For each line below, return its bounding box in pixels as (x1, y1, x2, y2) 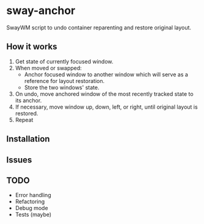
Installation (6, 134, 50, 144)
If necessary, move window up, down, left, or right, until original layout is (15, 103, 198, 110)
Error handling (15, 192, 51, 199)
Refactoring (15, 198, 45, 205)
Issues (6, 154, 32, 165)
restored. (15, 109, 38, 117)
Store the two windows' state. (24, 84, 100, 91)
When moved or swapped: (15, 64, 82, 71)
